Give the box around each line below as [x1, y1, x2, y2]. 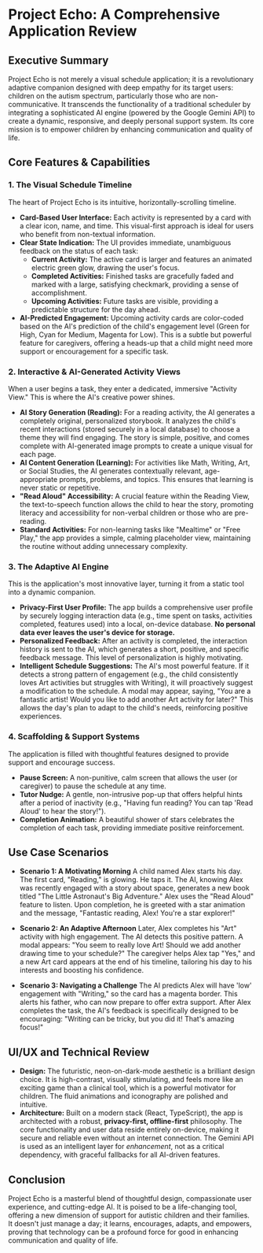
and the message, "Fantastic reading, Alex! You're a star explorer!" [19, 908, 236, 918]
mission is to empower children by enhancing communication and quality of [8, 124, 253, 134]
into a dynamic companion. [8, 588, 97, 597]
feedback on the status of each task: [19, 246, 139, 255]
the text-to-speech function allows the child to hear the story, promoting [19, 499, 254, 509]
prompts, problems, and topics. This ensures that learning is [59, 474, 254, 484]
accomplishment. [31, 287, 88, 297]
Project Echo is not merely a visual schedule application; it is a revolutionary [8, 75, 254, 83]
